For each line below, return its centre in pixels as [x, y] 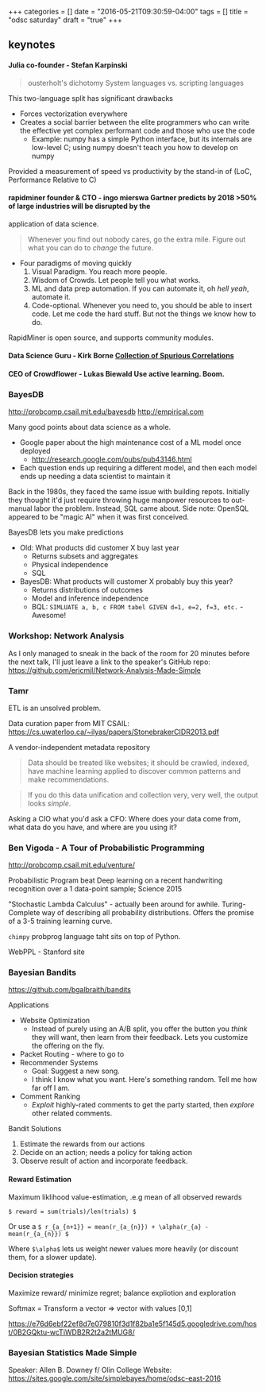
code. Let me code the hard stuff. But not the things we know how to [144, 314]
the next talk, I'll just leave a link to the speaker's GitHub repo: [109, 662]
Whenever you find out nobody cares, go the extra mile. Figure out [137, 239]
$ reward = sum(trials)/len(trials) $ [72, 1211]
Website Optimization [55, 1021]
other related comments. [72, 1113]
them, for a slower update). [52, 1257]
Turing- [233, 904]
